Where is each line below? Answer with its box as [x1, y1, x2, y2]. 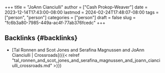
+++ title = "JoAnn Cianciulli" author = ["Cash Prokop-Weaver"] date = [4, 4, 148, 10]
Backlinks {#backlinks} [4, 34, 78, 42]
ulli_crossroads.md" [11, 62, 52, 68]
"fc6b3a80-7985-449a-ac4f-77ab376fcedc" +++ [4, 20, 106, 25]
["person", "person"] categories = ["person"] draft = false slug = [4, 15, 136, 20]
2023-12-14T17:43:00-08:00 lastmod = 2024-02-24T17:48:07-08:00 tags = [4, 9, 159, 15]
